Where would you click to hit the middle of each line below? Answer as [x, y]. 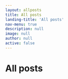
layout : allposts [23, 10]
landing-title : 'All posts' [35, 19]
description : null [24, 29]
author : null [19, 39]
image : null [18, 34]
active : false [20, 43]
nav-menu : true [21, 24]
